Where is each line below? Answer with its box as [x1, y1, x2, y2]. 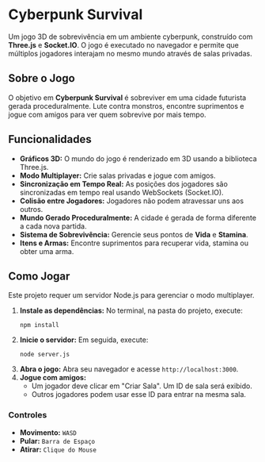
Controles [8, 410, 47, 421]
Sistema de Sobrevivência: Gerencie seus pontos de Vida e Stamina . [19, 229, 248, 239]
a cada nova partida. [19, 221, 87, 231]
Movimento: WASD [19, 427, 78, 437]
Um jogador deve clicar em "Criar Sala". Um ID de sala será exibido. [31, 381, 253, 391]
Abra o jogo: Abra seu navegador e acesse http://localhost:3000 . [19, 364, 239, 374]
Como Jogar [8, 269, 70, 283]
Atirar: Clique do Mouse [19, 445, 97, 454]
